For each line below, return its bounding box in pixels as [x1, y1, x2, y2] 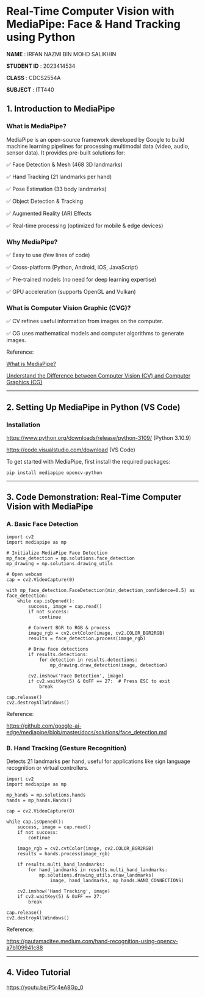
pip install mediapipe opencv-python [6, 469, 103, 476]
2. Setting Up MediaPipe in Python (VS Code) [6, 402, 181, 412]
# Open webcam [6, 571, 43, 577]
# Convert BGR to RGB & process [28, 624, 111, 630]
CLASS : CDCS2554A [6, 74, 61, 81]
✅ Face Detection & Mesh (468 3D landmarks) [6, 161, 123, 168]
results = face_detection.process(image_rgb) [28, 635, 146, 641]
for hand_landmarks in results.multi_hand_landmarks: [28, 866, 168, 873]
